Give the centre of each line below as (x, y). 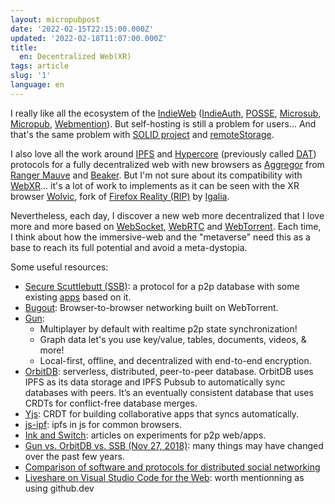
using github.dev (59, 488)
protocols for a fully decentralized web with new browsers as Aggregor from (167, 164)
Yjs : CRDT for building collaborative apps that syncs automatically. (162, 413)
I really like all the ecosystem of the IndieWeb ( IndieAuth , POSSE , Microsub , (166, 113)
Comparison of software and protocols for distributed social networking (172, 467)
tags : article (40, 66)
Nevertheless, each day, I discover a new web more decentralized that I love (167, 215)
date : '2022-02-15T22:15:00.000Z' (82, 29)
